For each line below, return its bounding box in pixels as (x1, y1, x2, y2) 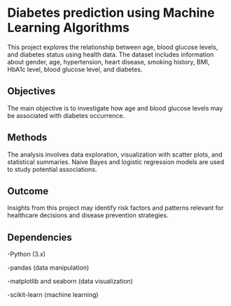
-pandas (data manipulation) (7, 263, 90, 272)
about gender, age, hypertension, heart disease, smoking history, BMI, (7, 57, 210, 66)
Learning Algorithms (7, 20, 129, 36)
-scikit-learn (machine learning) (7, 291, 99, 299)
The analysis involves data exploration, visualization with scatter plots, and (7, 150, 223, 159)
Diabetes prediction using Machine (7, 5, 215, 21)
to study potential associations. (7, 165, 97, 173)
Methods (7, 131, 48, 144)
